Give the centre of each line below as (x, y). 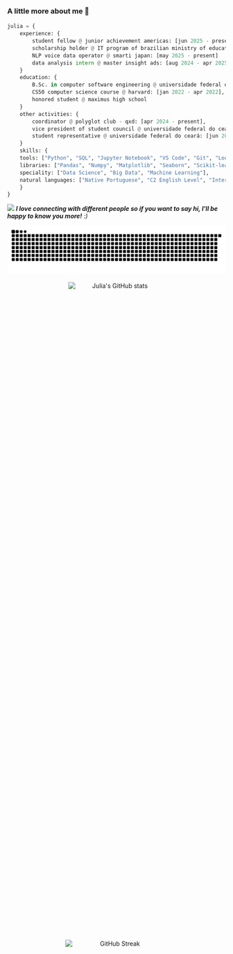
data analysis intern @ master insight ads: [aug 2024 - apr (122, 63)
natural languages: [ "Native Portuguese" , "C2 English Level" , (113, 180)
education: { (38, 78)
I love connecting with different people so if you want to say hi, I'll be (117, 209)
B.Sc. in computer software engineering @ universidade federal (127, 85)
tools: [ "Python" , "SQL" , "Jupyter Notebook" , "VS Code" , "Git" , (116, 158)
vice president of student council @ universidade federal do (124, 129)
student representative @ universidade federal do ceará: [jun (125, 136)
